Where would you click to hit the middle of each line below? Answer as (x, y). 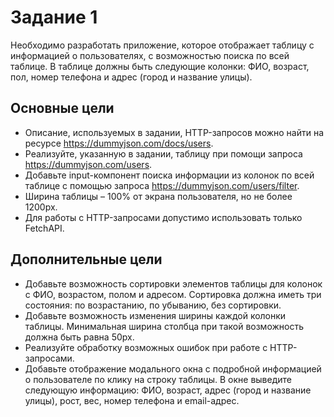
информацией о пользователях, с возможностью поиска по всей (150, 55)
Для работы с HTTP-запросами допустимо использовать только (163, 217)
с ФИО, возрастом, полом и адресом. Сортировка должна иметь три (173, 294)
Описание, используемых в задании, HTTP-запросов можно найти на (174, 132)
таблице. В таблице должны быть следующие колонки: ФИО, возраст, (160, 66)
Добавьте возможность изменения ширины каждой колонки (155, 315)
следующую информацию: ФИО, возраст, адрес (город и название (168, 390)
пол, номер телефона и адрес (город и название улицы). (131, 77)
